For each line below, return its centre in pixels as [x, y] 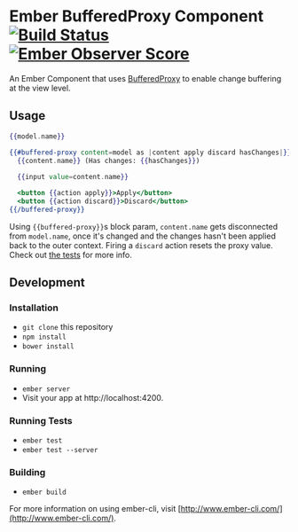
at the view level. [40, 88]
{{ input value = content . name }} [73, 177]
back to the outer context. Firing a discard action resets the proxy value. [141, 245]
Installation [34, 308]
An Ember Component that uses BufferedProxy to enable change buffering [145, 78]
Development [47, 282]
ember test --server [60, 450]
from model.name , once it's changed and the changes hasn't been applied [143, 236]
